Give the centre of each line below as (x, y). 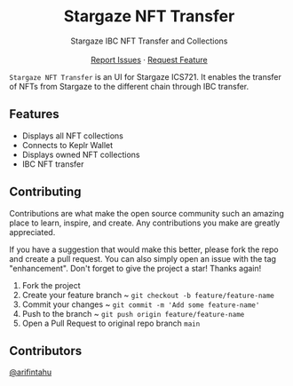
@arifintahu (31, 372)
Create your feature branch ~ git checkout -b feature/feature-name (148, 295)
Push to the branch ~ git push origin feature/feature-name (133, 313)
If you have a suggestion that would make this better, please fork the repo (144, 249)
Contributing (45, 192)
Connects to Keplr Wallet (67, 145)
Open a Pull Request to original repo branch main (111, 323)
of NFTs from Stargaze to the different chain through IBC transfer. (129, 86)
